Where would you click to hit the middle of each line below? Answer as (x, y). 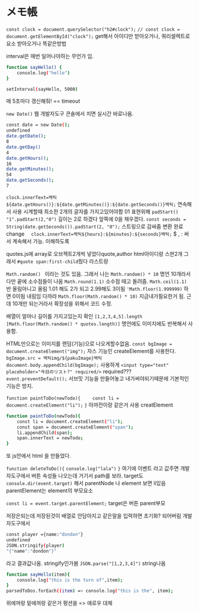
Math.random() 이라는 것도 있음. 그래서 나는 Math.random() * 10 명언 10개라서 (99, 274)
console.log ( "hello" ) (43, 73)
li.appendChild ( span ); (45, 433)
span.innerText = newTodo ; (50, 438)
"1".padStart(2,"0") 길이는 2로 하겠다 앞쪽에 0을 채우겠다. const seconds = (96, 219)
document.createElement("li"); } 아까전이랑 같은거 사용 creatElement (90, 405)
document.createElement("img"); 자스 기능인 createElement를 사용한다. (91, 351)
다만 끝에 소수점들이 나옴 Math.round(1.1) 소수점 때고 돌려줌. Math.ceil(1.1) (97, 281)
